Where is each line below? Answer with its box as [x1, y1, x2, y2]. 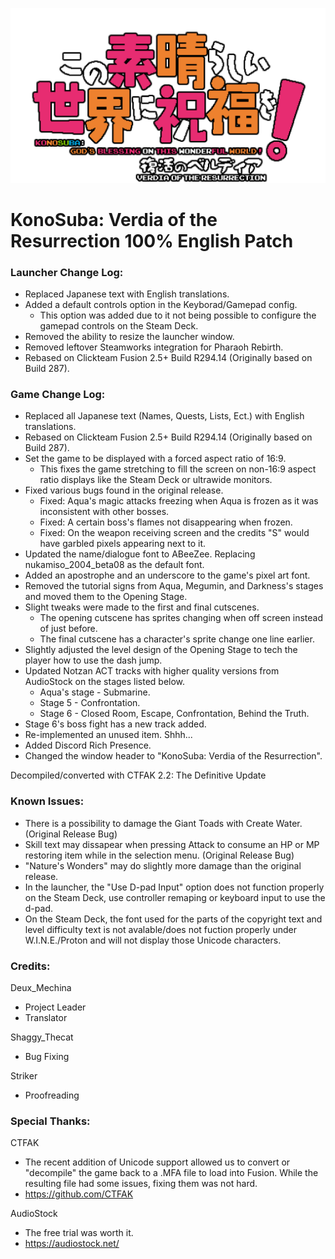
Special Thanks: [10, 1114, 91, 1128]
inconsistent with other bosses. [39, 506, 170, 518]
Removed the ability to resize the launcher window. [24, 331, 235, 343]
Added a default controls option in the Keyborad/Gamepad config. [24, 299, 298, 311]
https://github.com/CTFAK [24, 1188, 134, 1200]
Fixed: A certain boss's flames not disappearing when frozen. [39, 516, 293, 528]
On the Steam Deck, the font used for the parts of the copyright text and [24, 913, 323, 925]
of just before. [39, 623, 98, 635]
